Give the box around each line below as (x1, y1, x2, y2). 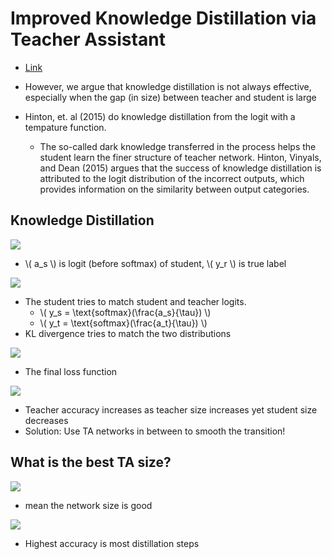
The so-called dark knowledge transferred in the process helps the (39, 140, 317, 152)
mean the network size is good (24, 499, 153, 511)
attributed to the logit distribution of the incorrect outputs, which (39, 172, 305, 184)
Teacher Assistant (10, 28, 166, 51)
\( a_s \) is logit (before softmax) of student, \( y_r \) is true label (24, 257, 287, 269)
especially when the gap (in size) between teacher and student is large (24, 91, 317, 103)
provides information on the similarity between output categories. (39, 183, 310, 195)
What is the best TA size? (10, 454, 172, 471)
